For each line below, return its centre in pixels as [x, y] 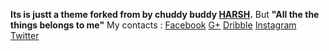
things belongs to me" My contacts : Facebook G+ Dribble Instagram [153, 25]
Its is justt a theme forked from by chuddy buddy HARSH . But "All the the [165, 14]
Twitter [25, 35]
